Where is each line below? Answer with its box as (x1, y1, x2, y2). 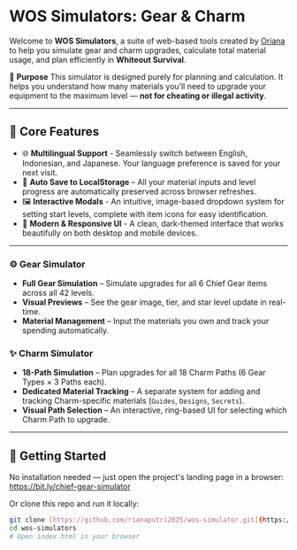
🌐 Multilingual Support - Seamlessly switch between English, (21, 148, 248, 159)
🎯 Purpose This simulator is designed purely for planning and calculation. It (9, 71, 284, 81)
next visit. (21, 167, 58, 178)
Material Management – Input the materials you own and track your (21, 316, 270, 327)
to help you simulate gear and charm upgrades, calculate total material (9, 44, 267, 55)
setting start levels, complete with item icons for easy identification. (21, 208, 269, 219)
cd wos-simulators (9, 524, 77, 533)
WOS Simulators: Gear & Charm (9, 6, 246, 27)
